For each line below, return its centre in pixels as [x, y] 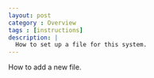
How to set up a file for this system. [81, 45]
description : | [33, 37]
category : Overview [42, 23]
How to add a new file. [45, 67]
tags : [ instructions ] [46, 30]
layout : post [30, 15]
